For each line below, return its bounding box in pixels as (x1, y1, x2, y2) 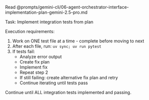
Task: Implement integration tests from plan (5, 19, 94, 25)
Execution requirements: (5, 29, 55, 34)
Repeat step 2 (19, 69, 48, 75)
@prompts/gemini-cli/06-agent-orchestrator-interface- (16, 4, 129, 10)
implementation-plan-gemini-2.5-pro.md (5, 9, 88, 15)
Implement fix (19, 64, 48, 70)
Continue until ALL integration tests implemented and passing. (5, 90, 132, 95)
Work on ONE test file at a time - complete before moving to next (12, 38, 145, 44)
